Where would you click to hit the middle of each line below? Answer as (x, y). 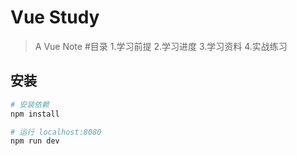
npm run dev (35, 141)
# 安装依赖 (30, 104)
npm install (35, 114)
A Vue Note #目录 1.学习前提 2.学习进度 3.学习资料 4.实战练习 (161, 46)
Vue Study (55, 17)
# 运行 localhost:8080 (56, 132)
